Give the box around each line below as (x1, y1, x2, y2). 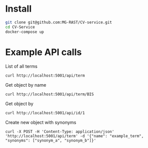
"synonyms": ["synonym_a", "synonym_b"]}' (5, 138, 96, 143)
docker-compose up (5, 29, 44, 34)
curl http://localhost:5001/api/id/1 (5, 110, 85, 116)
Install (5, 3, 32, 15)
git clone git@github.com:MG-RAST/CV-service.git (5, 20, 113, 25)
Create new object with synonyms (5, 119, 77, 125)
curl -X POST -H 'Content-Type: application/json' (5, 129, 115, 134)
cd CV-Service (5, 24, 35, 29)
